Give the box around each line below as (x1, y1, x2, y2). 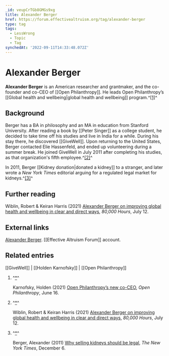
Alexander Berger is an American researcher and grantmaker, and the (5, 83, 151, 90)
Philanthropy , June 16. (12, 289, 59, 296)
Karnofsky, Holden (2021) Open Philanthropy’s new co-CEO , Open (12, 284, 150, 290)
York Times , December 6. (12, 345, 66, 351)
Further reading (5, 190, 55, 198)
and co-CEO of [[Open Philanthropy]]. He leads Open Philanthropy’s (22, 89, 164, 95)
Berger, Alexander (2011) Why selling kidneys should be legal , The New (12, 339, 160, 345)
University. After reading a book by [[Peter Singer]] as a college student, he (5, 127, 162, 134)
